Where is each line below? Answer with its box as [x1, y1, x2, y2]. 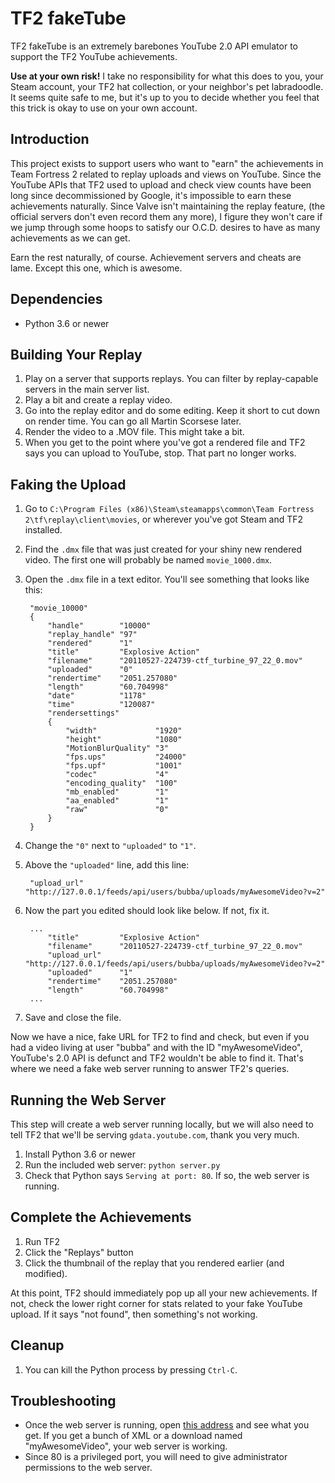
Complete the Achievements [10, 1209, 192, 1226]
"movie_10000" [29, 603, 89, 614]
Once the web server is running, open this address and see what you [24, 1419, 310, 1431]
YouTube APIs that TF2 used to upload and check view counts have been [10, 178, 312, 191]
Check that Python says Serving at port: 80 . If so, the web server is [24, 1170, 310, 1181]
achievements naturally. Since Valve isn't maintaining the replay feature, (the [10, 200, 326, 212]
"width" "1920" [65, 726, 183, 736]
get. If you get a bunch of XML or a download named [24, 1430, 243, 1442]
